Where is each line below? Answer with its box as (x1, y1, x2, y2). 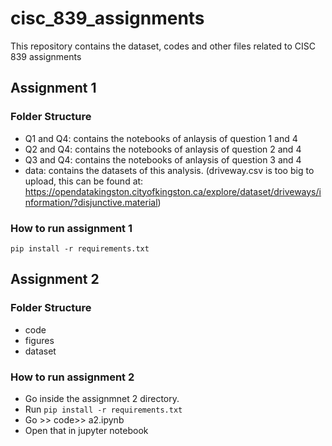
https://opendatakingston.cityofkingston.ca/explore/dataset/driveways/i (24, 185, 322, 197)
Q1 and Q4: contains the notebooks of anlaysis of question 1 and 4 (24, 132, 298, 144)
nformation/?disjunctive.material (24, 196, 158, 208)
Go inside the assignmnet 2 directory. (24, 392, 180, 404)
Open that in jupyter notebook (24, 424, 149, 436)
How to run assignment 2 (10, 370, 135, 384)
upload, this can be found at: (24, 175, 144, 187)
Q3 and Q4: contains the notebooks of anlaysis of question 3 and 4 (24, 153, 302, 166)
